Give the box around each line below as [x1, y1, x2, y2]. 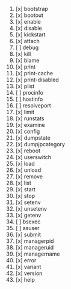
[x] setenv [15, 199, 41, 206]
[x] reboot [15, 147, 41, 154]
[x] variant [15, 263, 42, 270]
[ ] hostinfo [15, 95, 43, 103]
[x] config [15, 127, 40, 135]
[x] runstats [15, 115, 45, 122]
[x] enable [15, 18, 42, 25]
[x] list [15, 179, 32, 186]
